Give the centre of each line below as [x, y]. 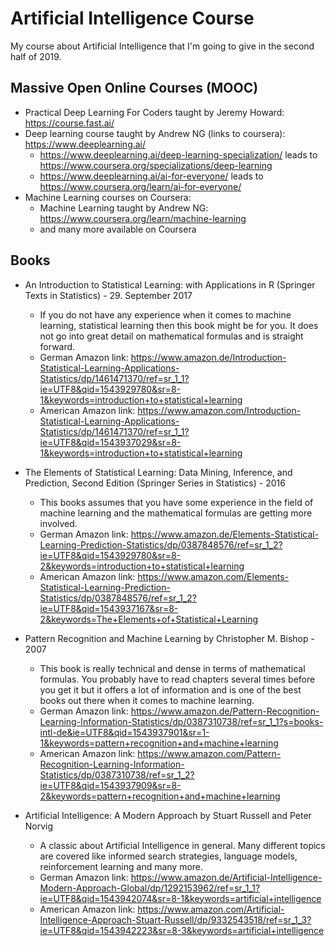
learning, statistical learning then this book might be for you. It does [179, 325]
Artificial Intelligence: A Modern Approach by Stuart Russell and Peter [168, 815]
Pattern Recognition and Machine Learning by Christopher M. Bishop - [169, 638]
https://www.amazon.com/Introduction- [219, 410]
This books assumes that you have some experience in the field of [176, 502]
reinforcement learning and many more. [121, 866]
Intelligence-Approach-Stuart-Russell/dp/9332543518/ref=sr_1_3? [175, 919]
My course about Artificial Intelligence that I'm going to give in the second [162, 46]
